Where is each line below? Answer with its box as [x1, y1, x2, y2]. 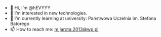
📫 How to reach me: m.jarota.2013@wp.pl [10, 26, 99, 32]
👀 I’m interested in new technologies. [10, 10, 88, 16]
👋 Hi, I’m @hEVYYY [10, 5, 51, 10]
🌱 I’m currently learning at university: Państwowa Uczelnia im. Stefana [10, 15, 156, 21]
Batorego [10, 20, 29, 26]
